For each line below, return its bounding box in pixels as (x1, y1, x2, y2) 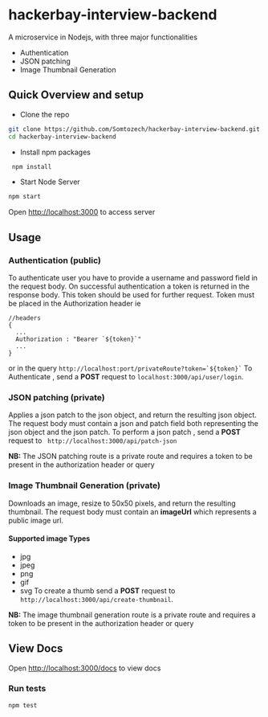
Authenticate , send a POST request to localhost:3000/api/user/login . (8, 371, 244, 381)
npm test (8, 701, 38, 709)
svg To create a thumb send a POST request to (19, 585, 176, 596)
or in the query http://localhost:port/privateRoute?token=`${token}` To (8, 363, 253, 373)
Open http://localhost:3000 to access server (8, 207, 156, 217)
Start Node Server (19, 177, 80, 186)
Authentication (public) (8, 255, 102, 266)
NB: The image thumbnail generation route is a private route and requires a (8, 609, 256, 620)
